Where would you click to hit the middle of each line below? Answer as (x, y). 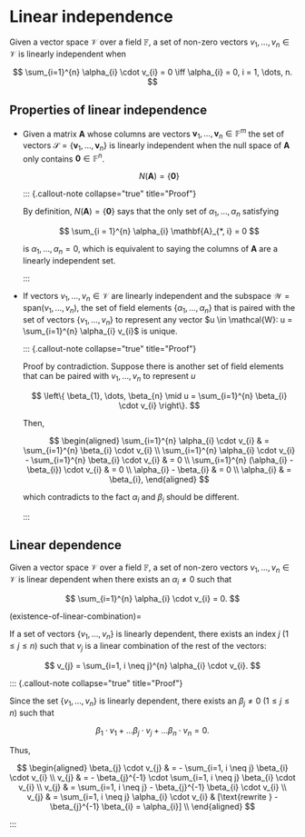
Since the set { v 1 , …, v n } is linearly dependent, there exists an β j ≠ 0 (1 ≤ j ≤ (150, 702)
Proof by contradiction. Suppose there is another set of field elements (153, 366)
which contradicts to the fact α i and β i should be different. (131, 498)
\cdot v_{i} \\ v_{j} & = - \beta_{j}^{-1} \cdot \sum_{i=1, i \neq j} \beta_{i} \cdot (152, 777)
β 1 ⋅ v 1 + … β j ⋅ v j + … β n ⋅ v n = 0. (152, 731)
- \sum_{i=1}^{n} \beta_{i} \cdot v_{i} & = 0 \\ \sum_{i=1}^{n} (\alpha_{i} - (159, 460)
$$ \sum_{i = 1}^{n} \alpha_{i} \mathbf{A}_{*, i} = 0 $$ (159, 231)
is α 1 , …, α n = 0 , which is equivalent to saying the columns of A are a (150, 250)
